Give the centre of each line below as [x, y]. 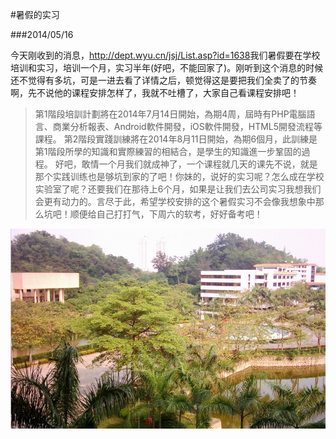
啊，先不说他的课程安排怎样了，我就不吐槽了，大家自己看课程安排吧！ [155, 92]
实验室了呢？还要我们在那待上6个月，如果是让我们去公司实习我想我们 [178, 189]
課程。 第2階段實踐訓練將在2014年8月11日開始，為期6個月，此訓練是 [176, 139]
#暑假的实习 [35, 14]
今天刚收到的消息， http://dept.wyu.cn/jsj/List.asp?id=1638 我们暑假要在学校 [165, 55]
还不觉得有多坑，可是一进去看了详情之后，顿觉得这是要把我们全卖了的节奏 [163, 80]
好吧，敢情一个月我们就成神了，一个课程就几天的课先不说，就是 [186, 164]
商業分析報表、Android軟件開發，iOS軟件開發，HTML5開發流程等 [187, 126]
